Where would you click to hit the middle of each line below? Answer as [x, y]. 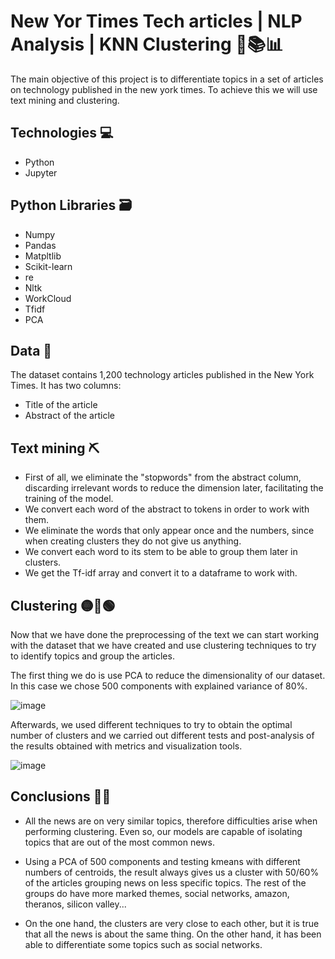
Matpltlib [43, 256]
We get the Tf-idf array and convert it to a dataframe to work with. [161, 573]
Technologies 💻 [62, 133]
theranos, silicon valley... [75, 904]
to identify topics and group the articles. [92, 656]
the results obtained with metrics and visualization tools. [126, 746]
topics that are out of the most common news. [119, 842]
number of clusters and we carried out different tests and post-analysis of [162, 735]
